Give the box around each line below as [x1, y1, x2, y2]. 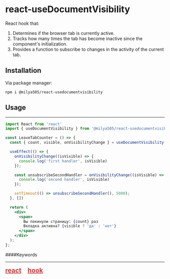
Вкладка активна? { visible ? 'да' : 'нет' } [23, 224, 116, 229]
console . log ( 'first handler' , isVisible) [18, 158, 108, 164]
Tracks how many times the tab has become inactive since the [12, 35, 143, 42]
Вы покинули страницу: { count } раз [23, 219, 99, 224]
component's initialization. [12, 41, 68, 47]
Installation [5, 66, 41, 75]
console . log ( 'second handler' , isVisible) [18, 177, 110, 182]
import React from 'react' [5, 122, 62, 127]
